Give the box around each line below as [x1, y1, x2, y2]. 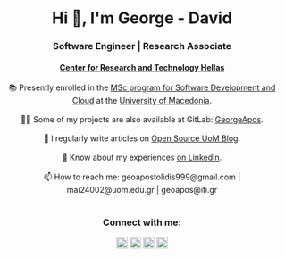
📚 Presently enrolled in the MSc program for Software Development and [8, 82, 276, 93]
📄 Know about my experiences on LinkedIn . [62, 152, 222, 163]
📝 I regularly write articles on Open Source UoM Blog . [44, 133, 240, 144]
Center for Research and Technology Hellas [59, 62, 225, 72]
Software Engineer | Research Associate [53, 40, 231, 53]
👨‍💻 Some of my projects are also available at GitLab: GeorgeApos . [20, 114, 264, 125]
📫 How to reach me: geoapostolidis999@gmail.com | [43, 171, 241, 182]
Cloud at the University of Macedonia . [71, 96, 213, 106]
